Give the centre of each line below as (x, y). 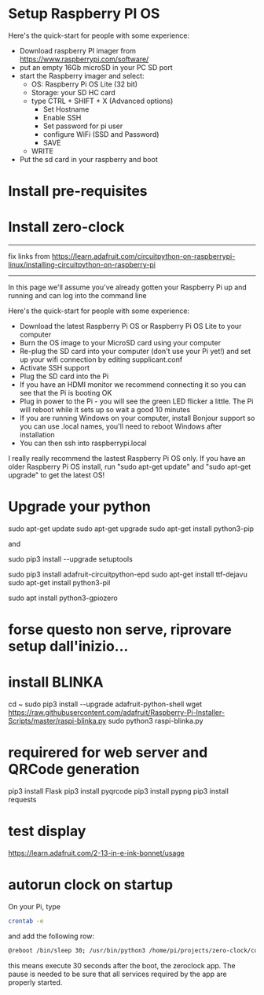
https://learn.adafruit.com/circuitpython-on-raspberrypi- (144, 256)
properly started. (35, 982)
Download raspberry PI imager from (77, 50)
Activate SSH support (55, 368)
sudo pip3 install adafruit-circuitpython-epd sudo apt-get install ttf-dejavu (128, 574)
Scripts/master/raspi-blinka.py (57, 721)
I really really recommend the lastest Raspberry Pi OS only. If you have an (127, 459)
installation (37, 435)
